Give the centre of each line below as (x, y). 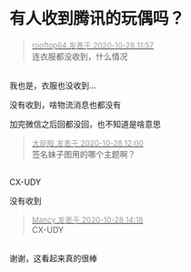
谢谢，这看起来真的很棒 (53, 258)
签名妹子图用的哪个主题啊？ (84, 154)
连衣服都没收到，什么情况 (80, 56)
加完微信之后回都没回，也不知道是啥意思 (85, 124)
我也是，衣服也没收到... (53, 85)
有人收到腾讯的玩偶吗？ (97, 19)
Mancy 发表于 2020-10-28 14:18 (87, 220)
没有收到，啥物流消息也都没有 (65, 105)
